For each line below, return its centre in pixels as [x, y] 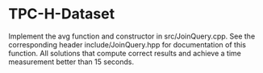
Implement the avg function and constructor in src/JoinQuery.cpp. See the [132, 36]
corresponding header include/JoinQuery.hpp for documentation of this [127, 44]
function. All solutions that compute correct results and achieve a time [125, 53]
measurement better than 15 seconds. [71, 62]
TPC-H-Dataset [62, 14]
